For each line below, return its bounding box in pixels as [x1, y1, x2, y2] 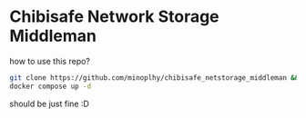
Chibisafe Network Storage [9, 6, 220, 27]
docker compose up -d [9, 82, 92, 91]
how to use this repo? [9, 55, 91, 66]
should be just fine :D [9, 98, 89, 109]
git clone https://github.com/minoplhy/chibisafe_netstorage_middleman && [9, 73, 300, 83]
